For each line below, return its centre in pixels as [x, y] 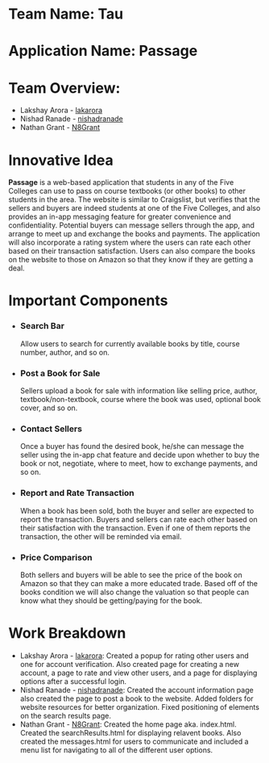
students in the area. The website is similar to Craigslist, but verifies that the [134, 199]
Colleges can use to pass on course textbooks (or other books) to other [127, 191]
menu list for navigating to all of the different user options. [116, 750]
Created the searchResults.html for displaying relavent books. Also [130, 732]
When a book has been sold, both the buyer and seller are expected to [137, 510]
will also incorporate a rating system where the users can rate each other [130, 242]
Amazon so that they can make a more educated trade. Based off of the [139, 583]
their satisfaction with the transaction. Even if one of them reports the [135, 528]
